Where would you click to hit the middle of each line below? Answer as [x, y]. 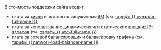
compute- [146, 16]
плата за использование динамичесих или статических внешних [79, 27]
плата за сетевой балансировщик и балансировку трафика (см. [78, 37]
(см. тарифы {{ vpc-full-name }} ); [64, 32]
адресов [20, 32]
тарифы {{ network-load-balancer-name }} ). [56, 42]
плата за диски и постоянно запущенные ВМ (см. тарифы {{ [73, 16]
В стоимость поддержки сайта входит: [45, 7]
